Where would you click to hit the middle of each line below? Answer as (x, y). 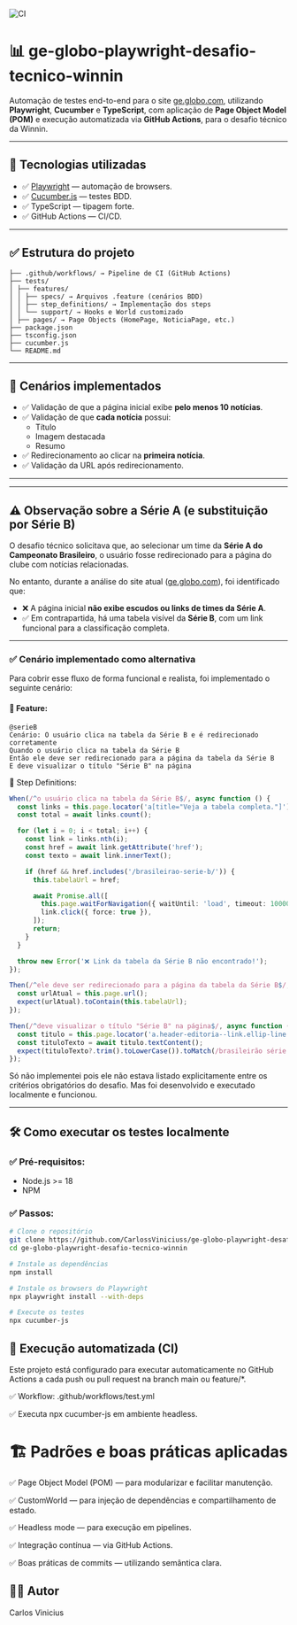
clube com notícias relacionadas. (69, 565)
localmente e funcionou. (53, 1095)
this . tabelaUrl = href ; (76, 880)
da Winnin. (29, 128)
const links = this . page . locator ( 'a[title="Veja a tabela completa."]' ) (154, 807)
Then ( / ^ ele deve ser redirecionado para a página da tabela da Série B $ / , (150, 986)
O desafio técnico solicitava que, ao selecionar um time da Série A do (136, 546)
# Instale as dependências (59, 1264)
